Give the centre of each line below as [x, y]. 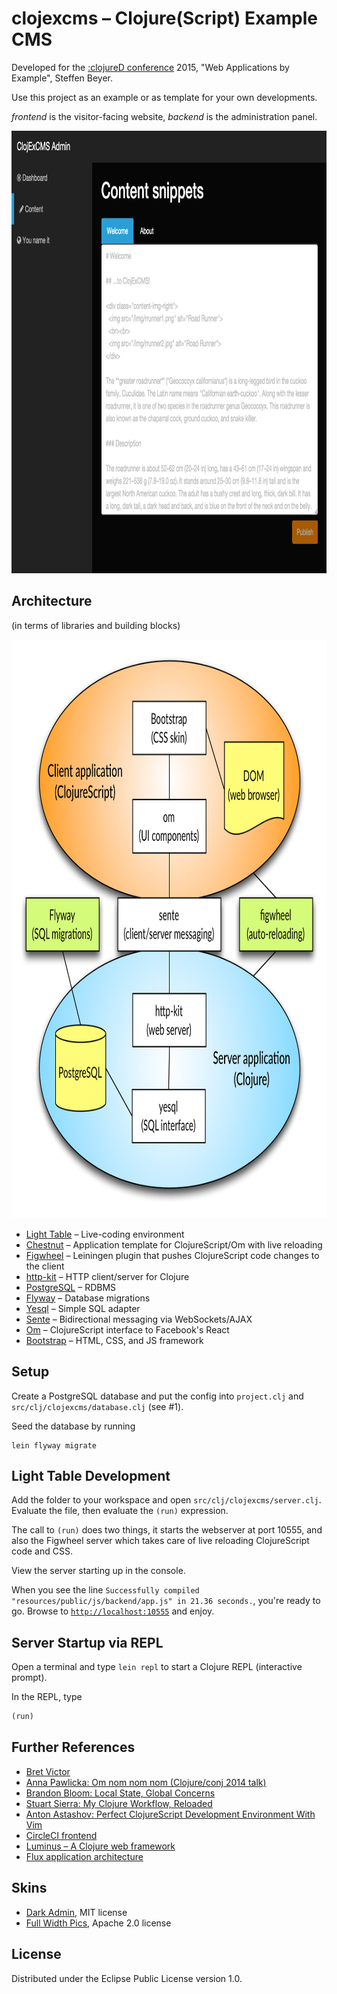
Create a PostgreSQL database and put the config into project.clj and [157, 1396]
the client [45, 1266]
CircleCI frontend [61, 1835]
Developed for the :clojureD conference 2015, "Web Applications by [150, 67]
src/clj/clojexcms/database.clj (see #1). [97, 1406]
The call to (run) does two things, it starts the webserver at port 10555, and [167, 1530]
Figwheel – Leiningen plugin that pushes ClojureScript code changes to [172, 1255]
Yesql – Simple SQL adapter [83, 1308]
